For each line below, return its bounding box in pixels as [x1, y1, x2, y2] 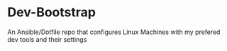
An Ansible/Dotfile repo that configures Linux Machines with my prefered [7, 28, 221, 36]
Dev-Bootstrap [7, 4, 96, 21]
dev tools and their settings [7, 35, 87, 43]
